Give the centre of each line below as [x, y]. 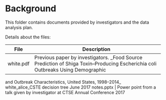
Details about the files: [28, 37]
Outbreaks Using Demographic [70, 69]
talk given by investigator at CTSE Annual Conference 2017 [65, 92]
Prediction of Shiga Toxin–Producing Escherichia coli [95, 64]
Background [31, 9]
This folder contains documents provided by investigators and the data [77, 22]
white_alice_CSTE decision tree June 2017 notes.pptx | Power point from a [81, 87]
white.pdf [19, 64]
